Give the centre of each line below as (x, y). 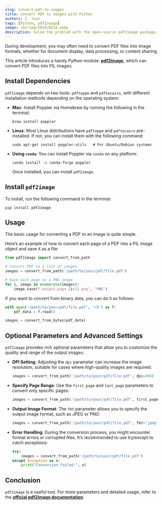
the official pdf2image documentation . (45, 497)
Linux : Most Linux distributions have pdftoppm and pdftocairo (74, 131)
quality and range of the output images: (45, 353)
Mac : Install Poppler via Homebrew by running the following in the (78, 107)
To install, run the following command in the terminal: (58, 199)
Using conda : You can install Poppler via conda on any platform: (75, 153)
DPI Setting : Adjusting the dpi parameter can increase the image (77, 362)
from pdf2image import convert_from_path (48, 258)
